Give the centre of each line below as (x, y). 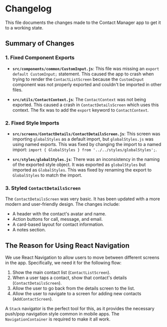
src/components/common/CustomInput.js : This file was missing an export (86, 68)
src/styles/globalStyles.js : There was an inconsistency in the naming (86, 159)
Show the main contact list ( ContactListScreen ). (61, 273)
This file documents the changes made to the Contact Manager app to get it (83, 22)
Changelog (28, 9)
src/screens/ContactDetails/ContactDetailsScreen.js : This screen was (86, 134)
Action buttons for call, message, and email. (58, 219)
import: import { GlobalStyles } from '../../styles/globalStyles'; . (84, 150)
